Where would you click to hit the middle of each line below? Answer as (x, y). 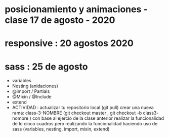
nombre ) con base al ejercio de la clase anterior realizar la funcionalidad (88, 118)
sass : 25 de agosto (46, 66)
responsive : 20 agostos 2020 (69, 43)
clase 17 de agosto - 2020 (60, 20)
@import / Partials (31, 91)
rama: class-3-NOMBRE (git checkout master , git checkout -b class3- (85, 113)
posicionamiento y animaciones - (76, 9)
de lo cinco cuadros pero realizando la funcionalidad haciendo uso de (85, 124)
